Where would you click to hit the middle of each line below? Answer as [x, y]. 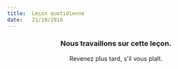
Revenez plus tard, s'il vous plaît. [116, 58]
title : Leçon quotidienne [46, 13]
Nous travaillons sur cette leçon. [116, 44]
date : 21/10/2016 [35, 20]
